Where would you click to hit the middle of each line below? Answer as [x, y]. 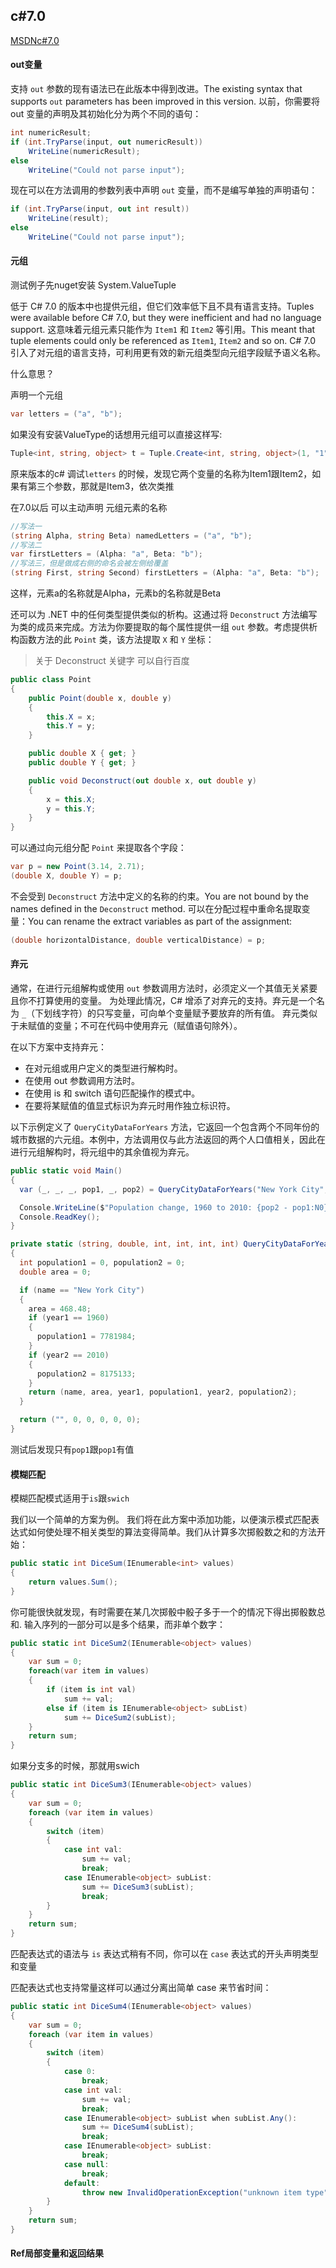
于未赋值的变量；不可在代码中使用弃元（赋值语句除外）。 [126, 1026]
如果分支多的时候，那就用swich [75, 1766]
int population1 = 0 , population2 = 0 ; [102, 1263]
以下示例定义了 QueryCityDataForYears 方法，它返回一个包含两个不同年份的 [165, 1127]
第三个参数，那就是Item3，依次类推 [101, 486]
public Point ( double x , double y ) [100, 698]
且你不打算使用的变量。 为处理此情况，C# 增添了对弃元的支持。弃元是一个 [163, 1001]
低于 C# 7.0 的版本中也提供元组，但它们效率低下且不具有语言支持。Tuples [162, 306]
